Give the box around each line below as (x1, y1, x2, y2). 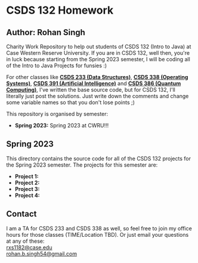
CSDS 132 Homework (6, 4, 114, 17)
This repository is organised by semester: (6, 111, 109, 117)
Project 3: (14, 185, 40, 192)
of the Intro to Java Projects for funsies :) (6, 62, 107, 69)
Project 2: (14, 179, 40, 186)
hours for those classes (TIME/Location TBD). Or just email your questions (6, 231, 189, 238)
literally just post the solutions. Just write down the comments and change (6, 93, 189, 99)
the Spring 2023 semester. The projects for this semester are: (6, 161, 158, 168)
